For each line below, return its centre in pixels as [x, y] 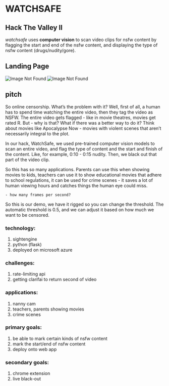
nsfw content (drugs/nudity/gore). [41, 50]
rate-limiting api [29, 274]
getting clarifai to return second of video [54, 280]
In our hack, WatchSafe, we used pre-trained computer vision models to [80, 143]
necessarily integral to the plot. [37, 133]
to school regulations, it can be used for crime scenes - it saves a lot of [79, 180]
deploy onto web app [35, 349]
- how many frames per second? [38, 195]
